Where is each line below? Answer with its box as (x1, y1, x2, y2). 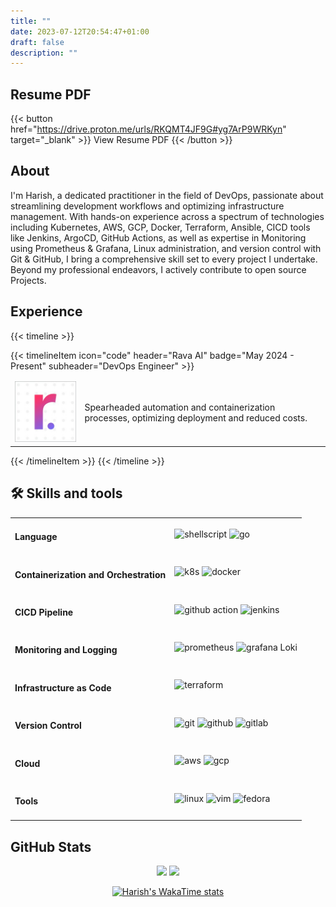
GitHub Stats (10, 838, 92, 855)
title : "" (10, 16, 52, 26)
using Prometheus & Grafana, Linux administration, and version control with (10, 242, 322, 254)
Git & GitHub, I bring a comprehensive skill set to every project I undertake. (10, 253, 318, 265)
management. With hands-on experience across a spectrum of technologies (10, 210, 325, 222)
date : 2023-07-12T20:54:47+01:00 (10, 26, 150, 37)
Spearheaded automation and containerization (84, 401, 276, 414)
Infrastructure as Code (14, 681, 112, 694)
